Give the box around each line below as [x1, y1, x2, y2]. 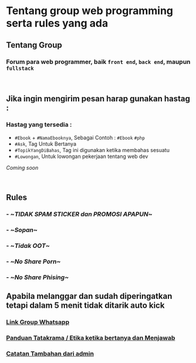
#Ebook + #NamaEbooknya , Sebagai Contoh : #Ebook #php [14, 134, 145, 141]
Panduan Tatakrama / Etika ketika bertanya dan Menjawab [6, 334, 175, 342]
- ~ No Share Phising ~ [6, 273, 69, 281]
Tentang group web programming [6, 4, 174, 18]
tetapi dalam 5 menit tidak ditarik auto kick [6, 300, 165, 310]
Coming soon [6, 164, 39, 171]
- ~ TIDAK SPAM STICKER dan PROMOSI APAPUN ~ [6, 210, 153, 218]
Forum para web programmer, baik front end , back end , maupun [6, 58, 191, 66]
